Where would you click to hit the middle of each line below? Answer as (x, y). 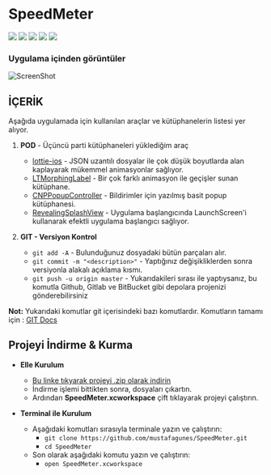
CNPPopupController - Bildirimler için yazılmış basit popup (129, 196)
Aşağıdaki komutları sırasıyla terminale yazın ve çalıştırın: (127, 429)
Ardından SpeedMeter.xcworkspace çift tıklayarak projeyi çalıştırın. (145, 397)
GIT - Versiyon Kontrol (58, 237)
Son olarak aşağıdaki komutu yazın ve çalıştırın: (111, 455)
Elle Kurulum (42, 364)
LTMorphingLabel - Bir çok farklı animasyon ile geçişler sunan (135, 178)
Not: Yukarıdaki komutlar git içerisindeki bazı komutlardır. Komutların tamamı (136, 312)
